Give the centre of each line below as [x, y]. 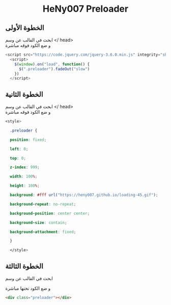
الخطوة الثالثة [24, 266]
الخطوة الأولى [25, 28]
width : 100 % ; [24, 176]
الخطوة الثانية [24, 94]
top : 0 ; [18, 158]
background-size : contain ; [38, 222]
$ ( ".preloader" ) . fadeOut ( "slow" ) [54, 69]
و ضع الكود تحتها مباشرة [28, 288]
